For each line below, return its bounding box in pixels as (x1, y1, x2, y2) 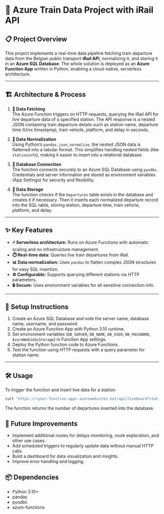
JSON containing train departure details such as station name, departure (12, 121, 159, 127)
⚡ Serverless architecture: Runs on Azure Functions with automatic (12, 239, 149, 245)
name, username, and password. (12, 321, 79, 327)
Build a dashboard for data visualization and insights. (12, 453, 119, 459)
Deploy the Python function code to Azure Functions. (12, 342, 119, 348)
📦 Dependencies (5, 473, 59, 482)
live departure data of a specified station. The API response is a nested (12, 116, 155, 122)
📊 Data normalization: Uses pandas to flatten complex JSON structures (12, 259, 156, 265)
